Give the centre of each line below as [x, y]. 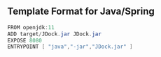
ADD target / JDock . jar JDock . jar [54, 34]
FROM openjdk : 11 [31, 27]
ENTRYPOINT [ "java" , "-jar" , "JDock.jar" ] [70, 47]
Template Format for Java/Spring [81, 11]
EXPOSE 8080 [24, 40]
